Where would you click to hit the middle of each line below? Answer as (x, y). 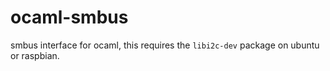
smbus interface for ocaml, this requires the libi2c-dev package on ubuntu (165, 45)
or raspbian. (35, 55)
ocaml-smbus (69, 17)
